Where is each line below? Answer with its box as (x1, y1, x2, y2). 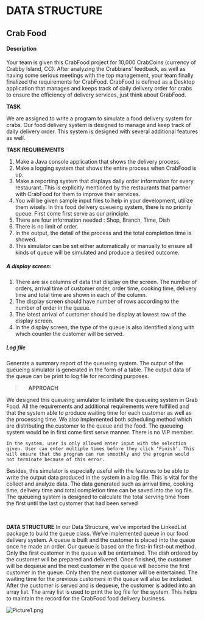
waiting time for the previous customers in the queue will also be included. (6, 575, 193, 582)
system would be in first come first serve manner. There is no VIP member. (6, 428, 194, 436)
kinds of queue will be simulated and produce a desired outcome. (15, 249, 180, 256)
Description (6, 45, 37, 53)
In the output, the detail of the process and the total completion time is (15, 229, 192, 236)
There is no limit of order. (15, 222, 79, 230)
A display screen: (6, 263, 52, 270)
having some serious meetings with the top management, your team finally (6, 71, 194, 79)
